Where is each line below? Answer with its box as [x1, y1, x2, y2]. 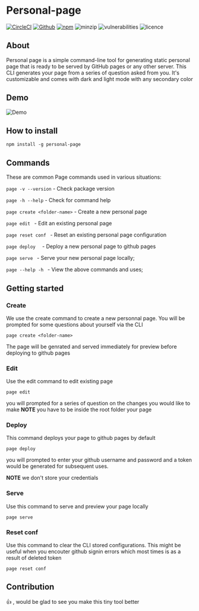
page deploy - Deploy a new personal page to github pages [6, 243, 156, 250]
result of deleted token [6, 554, 62, 562]
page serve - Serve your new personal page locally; [6, 255, 135, 262]
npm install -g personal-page [6, 141, 81, 148]
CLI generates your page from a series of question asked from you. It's [6, 69, 180, 76]
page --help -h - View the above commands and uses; [6, 266, 144, 273]
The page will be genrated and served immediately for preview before [6, 343, 177, 350]
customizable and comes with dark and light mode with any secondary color [6, 75, 193, 82]
